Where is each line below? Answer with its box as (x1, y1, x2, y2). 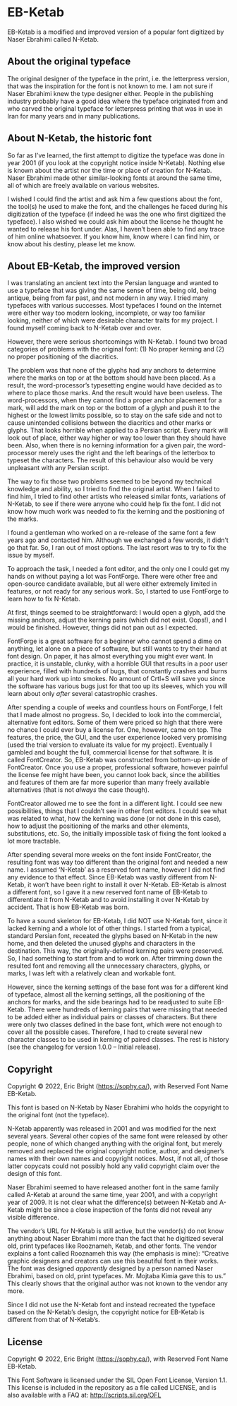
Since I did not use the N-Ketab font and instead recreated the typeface (7, 1300, 216, 1309)
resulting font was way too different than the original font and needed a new (7, 858, 228, 867)
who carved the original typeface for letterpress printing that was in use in (7, 104, 224, 113)
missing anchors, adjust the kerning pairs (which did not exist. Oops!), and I (7, 615, 227, 625)
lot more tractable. (7, 837, 61, 846)
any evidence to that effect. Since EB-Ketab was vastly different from (7, 873, 209, 882)
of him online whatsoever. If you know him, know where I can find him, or (7, 232, 220, 241)
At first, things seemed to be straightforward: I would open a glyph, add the (7, 608, 226, 617)
